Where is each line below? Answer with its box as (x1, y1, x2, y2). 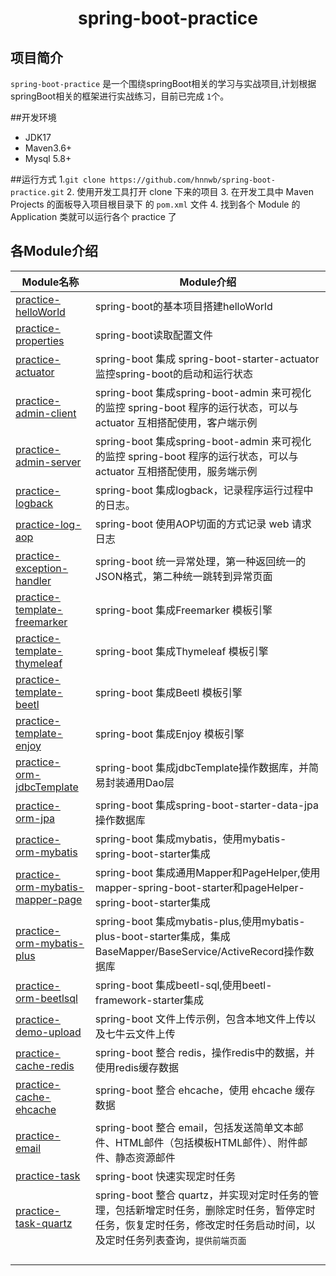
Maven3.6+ (24, 142, 73, 154)
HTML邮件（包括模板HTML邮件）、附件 (114, 1135, 298, 1149)
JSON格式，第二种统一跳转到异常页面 (94, 569, 273, 583)
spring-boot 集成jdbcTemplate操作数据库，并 (94, 760, 310, 774)
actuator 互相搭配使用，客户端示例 (94, 415, 258, 429)
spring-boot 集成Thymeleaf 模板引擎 (94, 644, 269, 658)
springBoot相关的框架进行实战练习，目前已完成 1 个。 (10, 90, 230, 102)
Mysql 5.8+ (24, 153, 72, 164)
